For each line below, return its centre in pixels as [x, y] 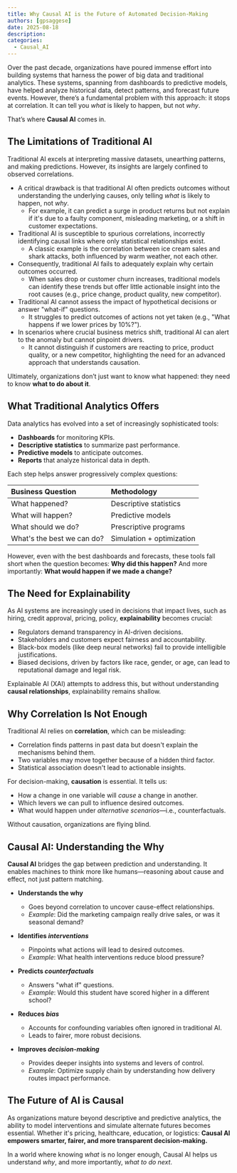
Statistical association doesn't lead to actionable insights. [102, 767]
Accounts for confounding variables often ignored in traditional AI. [125, 1028]
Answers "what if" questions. [71, 985]
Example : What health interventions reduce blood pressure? [116, 957]
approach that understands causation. [84, 362]
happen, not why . [43, 203]
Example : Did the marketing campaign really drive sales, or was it [124, 915]
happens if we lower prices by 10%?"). [85, 324]
